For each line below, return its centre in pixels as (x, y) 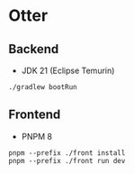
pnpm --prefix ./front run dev (67, 160)
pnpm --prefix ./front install (67, 153)
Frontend (35, 115)
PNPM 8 (37, 136)
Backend (34, 49)
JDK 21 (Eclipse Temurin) (68, 70)
